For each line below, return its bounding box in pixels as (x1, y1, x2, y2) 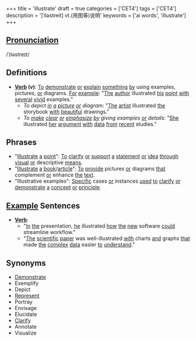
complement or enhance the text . (14, 172, 95, 179)
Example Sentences (6, 201, 80, 211)
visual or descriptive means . (14, 159, 83, 166)
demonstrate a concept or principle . (14, 184, 101, 191)
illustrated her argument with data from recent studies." (23, 120, 157, 127)
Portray (14, 298, 33, 305)
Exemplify (14, 280, 39, 287)
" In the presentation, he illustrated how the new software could (23, 222, 176, 229)
